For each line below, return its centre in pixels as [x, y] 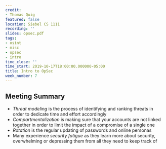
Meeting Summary [35, 97]
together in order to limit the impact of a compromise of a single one [84, 125]
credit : [13, 10]
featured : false [22, 19]
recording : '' [20, 29]
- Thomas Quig [20, 15]
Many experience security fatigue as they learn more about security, [84, 135]
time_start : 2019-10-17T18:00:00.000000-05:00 [55, 66]
